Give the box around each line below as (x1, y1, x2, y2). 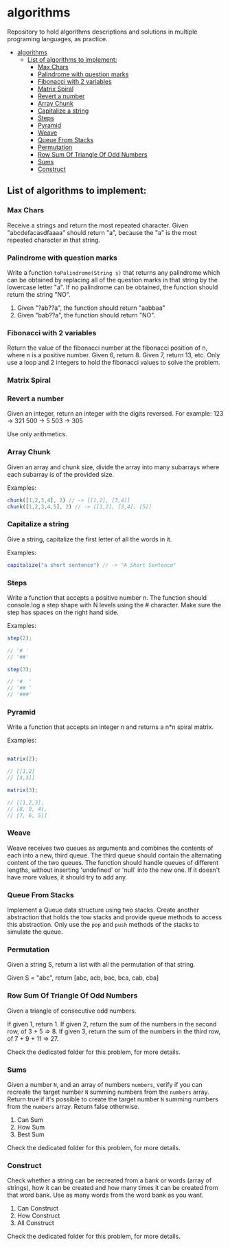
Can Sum (16, 1115, 43, 1124)
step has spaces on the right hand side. (7, 608, 119, 616)
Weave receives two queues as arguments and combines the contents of (7, 844, 214, 852)
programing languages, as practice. (7, 34, 108, 43)
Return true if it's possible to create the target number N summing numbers (7, 1094, 218, 1103)
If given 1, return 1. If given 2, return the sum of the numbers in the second (7, 1020, 217, 1028)
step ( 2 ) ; (7, 634, 32, 642)
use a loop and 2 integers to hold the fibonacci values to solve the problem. (7, 359, 221, 367)
